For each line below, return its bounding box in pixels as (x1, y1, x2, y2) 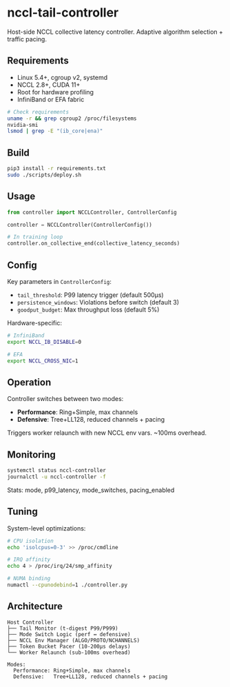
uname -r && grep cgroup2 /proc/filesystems (7, 115, 137, 122)
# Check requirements (7, 108, 70, 115)
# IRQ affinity (7, 556, 51, 563)
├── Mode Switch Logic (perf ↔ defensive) (7, 630, 131, 638)
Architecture (7, 601, 63, 613)
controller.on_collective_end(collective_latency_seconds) (7, 240, 180, 247)
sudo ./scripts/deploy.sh (7, 171, 81, 178)
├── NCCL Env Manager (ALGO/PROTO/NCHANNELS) (7, 637, 140, 644)
